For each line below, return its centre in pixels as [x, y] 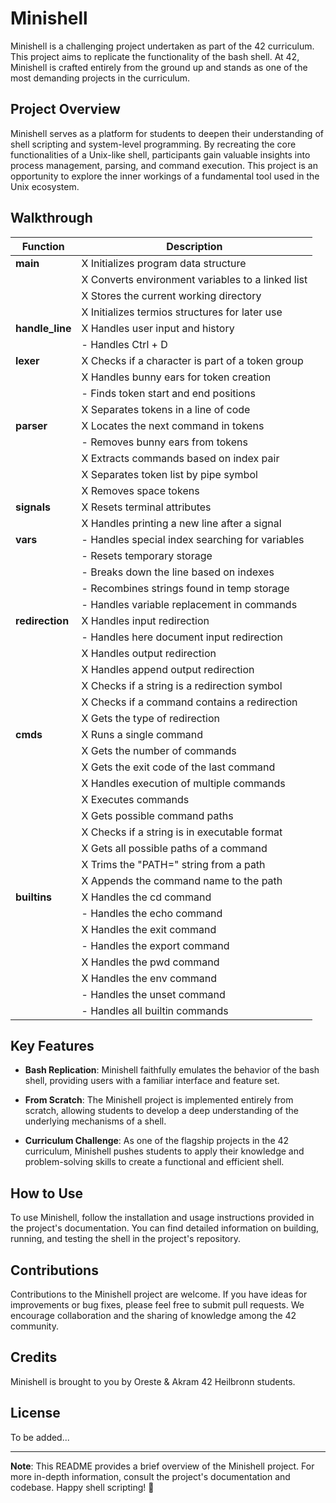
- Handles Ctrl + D [124, 344]
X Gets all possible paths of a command [174, 848]
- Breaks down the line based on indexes [178, 572]
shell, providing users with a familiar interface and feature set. [152, 1081]
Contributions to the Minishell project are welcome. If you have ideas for [159, 1294]
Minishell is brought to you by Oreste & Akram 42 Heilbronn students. [153, 1381]
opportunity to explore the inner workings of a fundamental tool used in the [165, 176]
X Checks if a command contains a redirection [189, 702]
